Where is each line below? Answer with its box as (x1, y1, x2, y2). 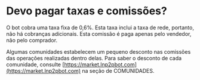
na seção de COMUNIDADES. (82, 67, 155, 74)
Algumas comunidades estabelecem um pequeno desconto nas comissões (6, 48, 191, 55)
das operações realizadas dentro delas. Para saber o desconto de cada (6, 54, 182, 61)
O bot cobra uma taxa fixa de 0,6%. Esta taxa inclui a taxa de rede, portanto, (6, 24, 194, 31)
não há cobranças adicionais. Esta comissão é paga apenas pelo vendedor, (6, 30, 192, 37)
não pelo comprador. (6, 36, 58, 44)
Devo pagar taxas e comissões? (6, 4, 167, 18)
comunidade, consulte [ (6, 61, 64, 68)
